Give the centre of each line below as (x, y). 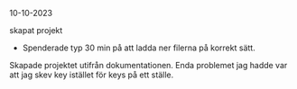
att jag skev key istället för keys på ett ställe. (92, 75)
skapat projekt (36, 30)
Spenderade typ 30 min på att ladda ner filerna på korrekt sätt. (139, 48)
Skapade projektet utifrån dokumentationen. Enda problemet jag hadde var (148, 65)
